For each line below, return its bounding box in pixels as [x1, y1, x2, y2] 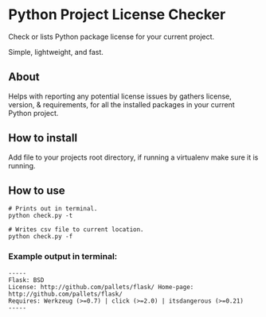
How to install [8, 131, 78, 145]
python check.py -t [8, 212, 73, 220]
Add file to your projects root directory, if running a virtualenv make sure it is [8, 153, 259, 162]
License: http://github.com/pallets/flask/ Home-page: [8, 283, 194, 291]
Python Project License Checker [8, 6, 226, 24]
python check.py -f [8, 233, 73, 241]
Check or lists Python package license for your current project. [8, 32, 215, 41]
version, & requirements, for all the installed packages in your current [8, 99, 235, 109]
